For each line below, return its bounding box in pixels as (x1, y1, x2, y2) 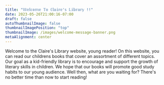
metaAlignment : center (5, 35, 52, 40)
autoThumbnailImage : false (5, 21, 61, 26)
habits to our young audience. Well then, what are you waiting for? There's (5, 69, 156, 75)
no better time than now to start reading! (5, 74, 87, 80)
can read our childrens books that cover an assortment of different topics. (5, 53, 155, 59)
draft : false (5, 16, 32, 21)
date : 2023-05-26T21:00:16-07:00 (5, 12, 74, 17)
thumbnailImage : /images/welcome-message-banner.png (5, 30, 116, 35)
